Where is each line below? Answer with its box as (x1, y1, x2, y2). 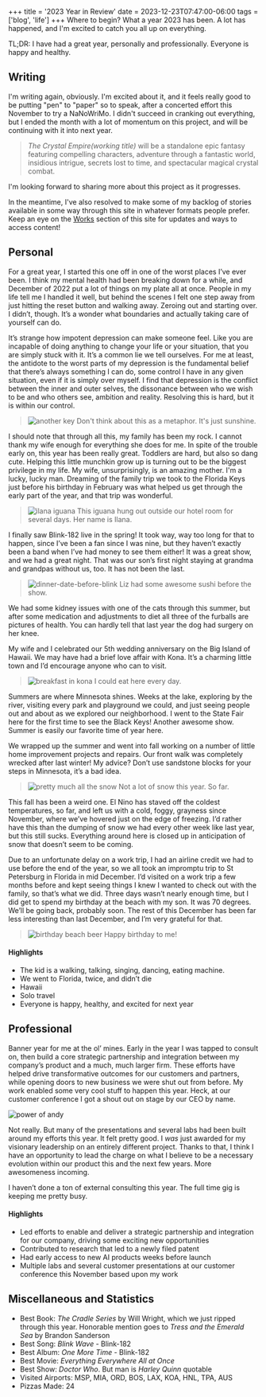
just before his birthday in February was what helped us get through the (8, 482, 243, 492)
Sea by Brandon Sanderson (19, 1330, 110, 1340)
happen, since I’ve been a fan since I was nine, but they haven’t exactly (8, 538, 241, 548)
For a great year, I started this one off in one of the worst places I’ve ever (8, 267, 247, 276)
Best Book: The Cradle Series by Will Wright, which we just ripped (19, 1313, 236, 1323)
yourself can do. (8, 318, 62, 327)
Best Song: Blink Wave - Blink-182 (19, 1339, 132, 1348)
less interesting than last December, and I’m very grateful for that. (8, 914, 223, 923)
